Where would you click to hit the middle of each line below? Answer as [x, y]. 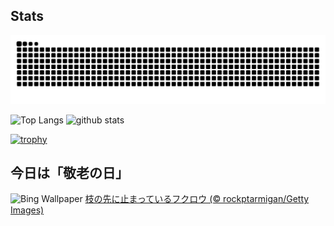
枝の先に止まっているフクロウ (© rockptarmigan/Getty [197, 199]
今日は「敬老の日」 [69, 172]
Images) [27, 210]
